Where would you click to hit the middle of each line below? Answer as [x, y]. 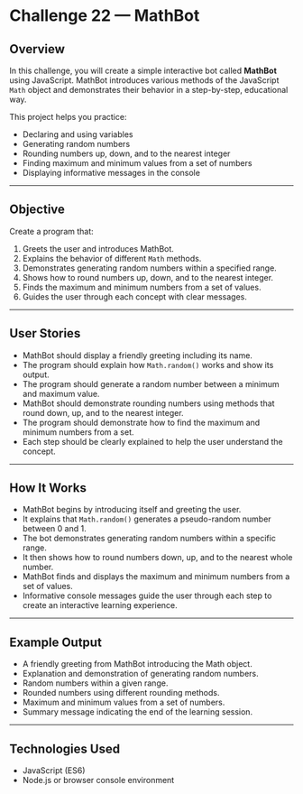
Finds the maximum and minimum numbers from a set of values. [142, 287]
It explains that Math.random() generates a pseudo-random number [147, 519]
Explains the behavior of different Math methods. [112, 258]
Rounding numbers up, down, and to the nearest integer [126, 153]
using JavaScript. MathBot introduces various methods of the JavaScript [144, 80]
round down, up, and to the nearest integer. [103, 412]
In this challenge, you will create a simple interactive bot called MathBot [143, 70]
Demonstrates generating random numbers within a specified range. [149, 268]
